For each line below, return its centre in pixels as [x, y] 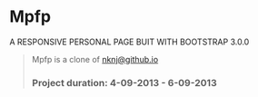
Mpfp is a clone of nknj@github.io [95, 59]
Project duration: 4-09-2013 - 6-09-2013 [124, 82]
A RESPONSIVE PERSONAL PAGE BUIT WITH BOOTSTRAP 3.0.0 [129, 42]
